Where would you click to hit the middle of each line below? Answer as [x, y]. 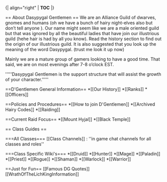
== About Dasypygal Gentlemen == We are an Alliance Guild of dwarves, [81, 17]
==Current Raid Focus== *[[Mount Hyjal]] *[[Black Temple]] [68, 119]
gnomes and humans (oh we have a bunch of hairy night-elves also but [79, 23]
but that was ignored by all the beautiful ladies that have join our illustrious [82, 33]
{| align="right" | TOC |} [30, 8]
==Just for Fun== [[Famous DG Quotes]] [48, 169]
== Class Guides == [26, 129]
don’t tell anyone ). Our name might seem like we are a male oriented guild [82, 28]
